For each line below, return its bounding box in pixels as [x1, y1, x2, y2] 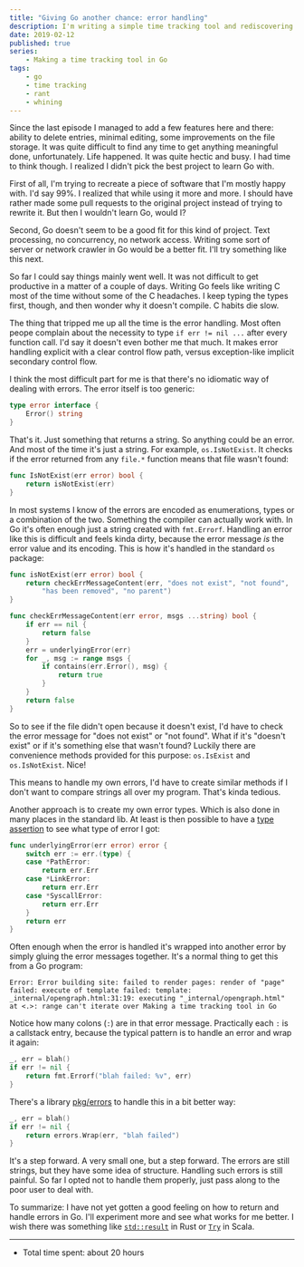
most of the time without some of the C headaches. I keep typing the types [9, 291, 289, 302]
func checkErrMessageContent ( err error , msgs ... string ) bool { [9, 612, 257, 621]
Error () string [25, 410, 83, 419]
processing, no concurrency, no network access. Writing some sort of [9, 235, 271, 246]
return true [57, 671, 103, 680]
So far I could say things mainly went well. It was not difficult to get [9, 271, 260, 282]
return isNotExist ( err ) [25, 479, 116, 488]
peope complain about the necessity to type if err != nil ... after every [9, 327, 288, 338]
